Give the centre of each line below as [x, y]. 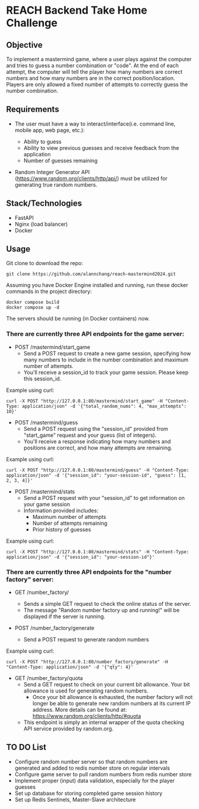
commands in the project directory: [49, 291]
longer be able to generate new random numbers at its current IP [111, 703]
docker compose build [33, 303]
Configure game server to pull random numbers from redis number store [103, 774]
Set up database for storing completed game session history [89, 793]
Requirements [33, 110]
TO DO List [26, 747]
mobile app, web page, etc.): [49, 130]
